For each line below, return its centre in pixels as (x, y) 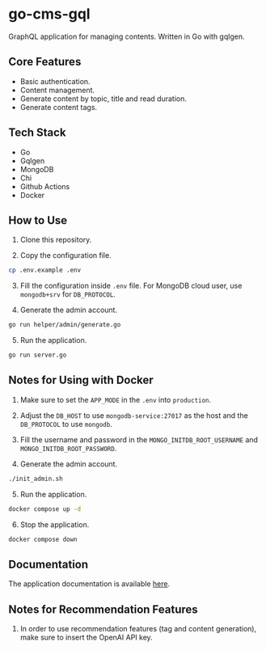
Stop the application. (55, 524)
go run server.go (38, 355)
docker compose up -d (45, 509)
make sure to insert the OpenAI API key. (87, 637)
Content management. (57, 90)
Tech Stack (37, 133)
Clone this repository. (56, 240)
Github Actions (45, 186)
